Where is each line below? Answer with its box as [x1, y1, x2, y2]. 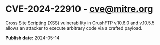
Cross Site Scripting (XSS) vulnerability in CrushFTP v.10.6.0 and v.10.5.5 [5, 20, 155, 26]
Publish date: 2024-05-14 [5, 35, 60, 41]
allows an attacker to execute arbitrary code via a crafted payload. [5, 25, 143, 31]
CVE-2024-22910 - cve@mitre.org [5, 3, 153, 15]
